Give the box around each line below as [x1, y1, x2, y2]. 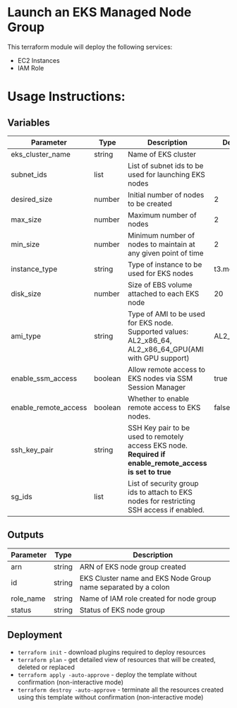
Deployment [7, 629, 63, 641]
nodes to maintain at [128, 239, 195, 249]
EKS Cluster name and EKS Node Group [79, 573, 212, 583]
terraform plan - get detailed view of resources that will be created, [17, 655, 217, 664]
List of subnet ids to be [128, 160, 204, 170]
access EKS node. [128, 440, 188, 450]
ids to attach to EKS [128, 487, 193, 497]
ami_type [11, 331, 41, 341]
